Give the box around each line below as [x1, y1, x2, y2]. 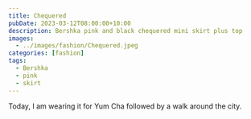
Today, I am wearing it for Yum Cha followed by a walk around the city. [8, 101, 242, 111]
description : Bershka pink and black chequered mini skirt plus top [8, 27, 243, 35]
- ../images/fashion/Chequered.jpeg [15, 42, 138, 50]
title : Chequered [8, 11, 67, 20]
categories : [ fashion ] [8, 49, 84, 57]
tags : [8, 57, 27, 65]
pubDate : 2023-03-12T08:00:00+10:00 [8, 19, 131, 27]
